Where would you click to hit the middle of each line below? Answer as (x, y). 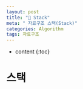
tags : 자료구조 (23, 35)
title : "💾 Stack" (28, 18)
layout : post (23, 12)
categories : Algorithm (35, 29)
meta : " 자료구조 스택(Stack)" (42, 23)
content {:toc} (32, 51)
